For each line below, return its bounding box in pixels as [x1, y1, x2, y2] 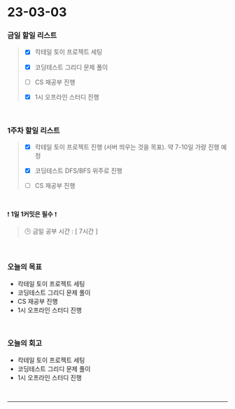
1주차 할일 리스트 [7, 126, 61, 135]
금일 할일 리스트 [7, 31, 57, 41]
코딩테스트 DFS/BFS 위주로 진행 [34, 166, 122, 175]
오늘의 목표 [7, 262, 43, 272]
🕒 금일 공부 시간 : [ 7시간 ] [24, 227, 98, 236]
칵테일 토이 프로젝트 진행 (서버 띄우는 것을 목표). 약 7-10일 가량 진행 [34, 143, 220, 152]
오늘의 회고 [7, 338, 43, 348]
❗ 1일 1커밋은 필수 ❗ [7, 210, 57, 218]
